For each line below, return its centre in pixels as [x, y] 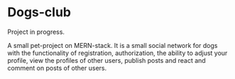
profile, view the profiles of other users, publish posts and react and [106, 60]
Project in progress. [36, 32]
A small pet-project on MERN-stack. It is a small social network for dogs [113, 45]
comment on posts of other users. [57, 68]
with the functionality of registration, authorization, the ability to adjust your [117, 53]
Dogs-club [39, 12]
